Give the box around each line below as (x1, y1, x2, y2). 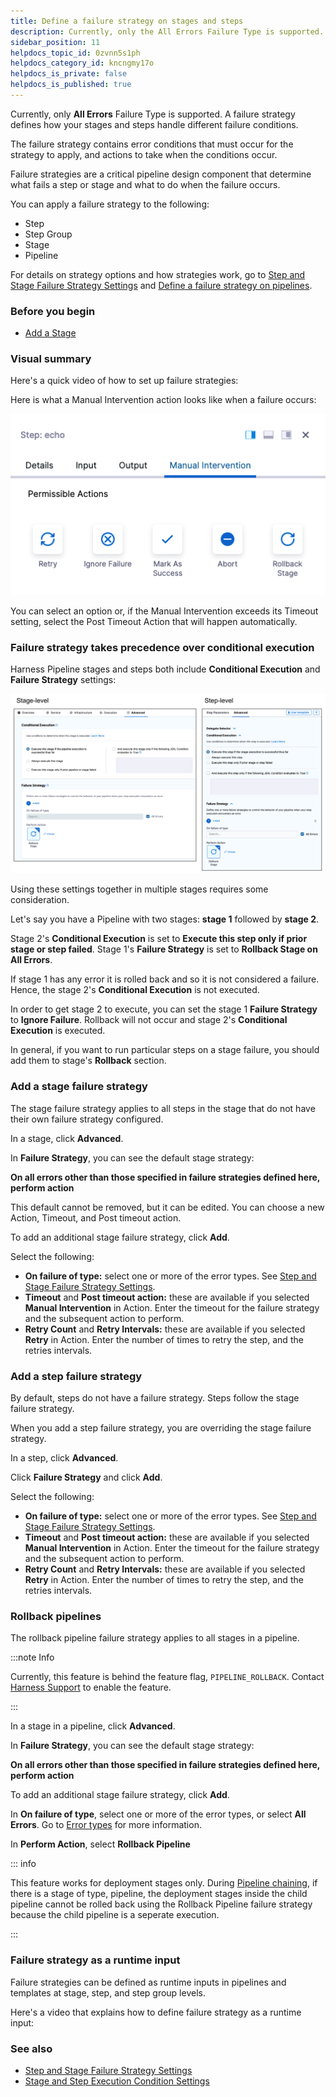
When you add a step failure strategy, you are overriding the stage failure (10, 1421, 312, 1434)
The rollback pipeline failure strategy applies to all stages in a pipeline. (10, 1632, 300, 1644)
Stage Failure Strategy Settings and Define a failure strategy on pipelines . (10, 279, 313, 291)
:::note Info (10, 1651, 55, 1664)
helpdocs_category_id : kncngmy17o (10, 58, 155, 69)
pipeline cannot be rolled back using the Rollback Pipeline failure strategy (10, 1898, 313, 1910)
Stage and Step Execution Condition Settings (24, 2075, 210, 2087)
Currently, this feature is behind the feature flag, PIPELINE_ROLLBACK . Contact (10, 1671, 325, 1683)
